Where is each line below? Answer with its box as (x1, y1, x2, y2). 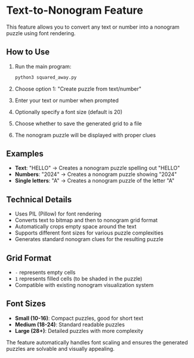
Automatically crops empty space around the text (14, 223, 137, 230)
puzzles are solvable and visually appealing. (6, 345, 115, 352)
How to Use (6, 47, 50, 57)
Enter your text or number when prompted (14, 97, 119, 104)
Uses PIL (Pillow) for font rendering (14, 210, 101, 218)
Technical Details (6, 195, 72, 205)
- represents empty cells (14, 269, 76, 276)
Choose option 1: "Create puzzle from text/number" (14, 85, 142, 92)
